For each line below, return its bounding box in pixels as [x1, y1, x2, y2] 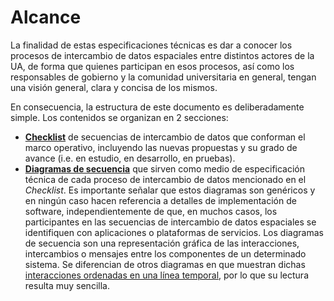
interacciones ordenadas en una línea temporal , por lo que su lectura [24, 269, 309, 281]
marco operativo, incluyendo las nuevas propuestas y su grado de [24, 141, 298, 153]
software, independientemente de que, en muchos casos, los [24, 205, 278, 217]
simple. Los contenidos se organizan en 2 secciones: [10, 111, 229, 123]
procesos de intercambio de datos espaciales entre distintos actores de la [10, 49, 315, 61]
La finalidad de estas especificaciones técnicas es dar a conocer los [10, 39, 293, 51]
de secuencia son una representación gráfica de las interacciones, [24, 237, 300, 249]
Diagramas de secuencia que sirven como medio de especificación [24, 162, 306, 175]
